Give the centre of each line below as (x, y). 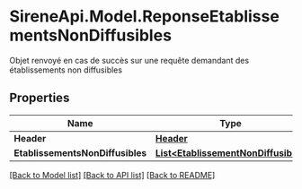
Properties (40, 98)
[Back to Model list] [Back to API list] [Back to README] (112, 175)
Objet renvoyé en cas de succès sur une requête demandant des (129, 60)
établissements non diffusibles (66, 70)
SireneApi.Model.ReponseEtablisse (145, 17)
